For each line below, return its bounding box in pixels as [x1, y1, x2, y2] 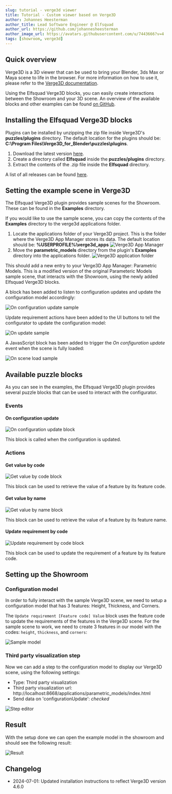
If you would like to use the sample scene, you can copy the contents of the [5, 215, 165, 221]
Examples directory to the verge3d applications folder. [5, 221, 121, 227]
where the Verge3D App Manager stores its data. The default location [12, 236, 160, 243]
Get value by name [5, 495, 46, 501]
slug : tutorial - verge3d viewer [5, 7, 77, 13]
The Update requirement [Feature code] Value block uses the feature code [5, 613, 165, 619]
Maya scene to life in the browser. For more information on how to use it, [5, 74, 159, 80]
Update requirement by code [5, 528, 68, 534]
